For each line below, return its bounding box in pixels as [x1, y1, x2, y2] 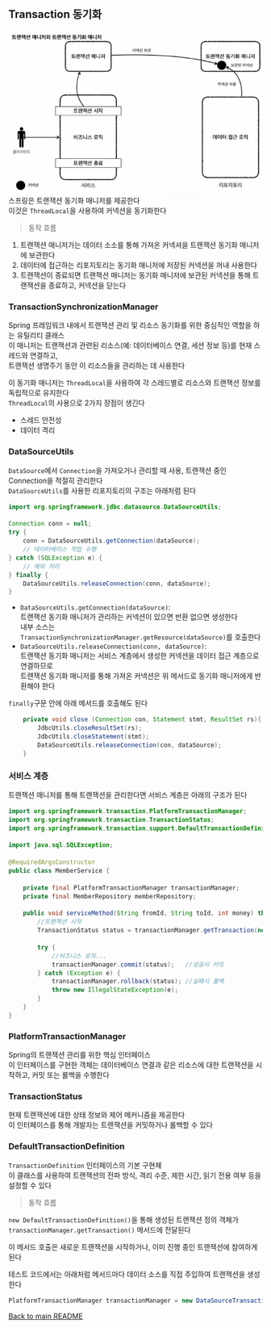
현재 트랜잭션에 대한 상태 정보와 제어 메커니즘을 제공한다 [8, 1110, 186, 1120]
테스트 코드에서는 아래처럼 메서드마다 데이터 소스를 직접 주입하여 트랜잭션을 [8, 1269, 246, 1279]
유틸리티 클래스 [16, 330, 65, 341]
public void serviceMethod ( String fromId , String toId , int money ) [23, 909, 254, 918]
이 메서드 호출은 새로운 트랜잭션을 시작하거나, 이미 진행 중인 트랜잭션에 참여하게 [8, 1242, 258, 1251]
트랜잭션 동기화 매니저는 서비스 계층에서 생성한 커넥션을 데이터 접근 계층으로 [19, 651, 260, 660]
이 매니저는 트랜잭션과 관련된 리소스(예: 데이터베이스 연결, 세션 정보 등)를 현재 [8, 341, 252, 350]
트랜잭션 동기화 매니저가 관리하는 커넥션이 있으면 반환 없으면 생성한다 [19, 612, 238, 622]
